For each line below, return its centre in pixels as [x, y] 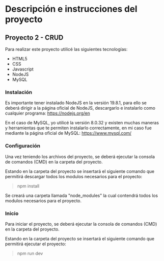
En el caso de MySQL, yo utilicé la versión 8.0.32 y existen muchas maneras [82, 123]
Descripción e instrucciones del [71, 9]
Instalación [19, 92]
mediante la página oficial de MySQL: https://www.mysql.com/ [68, 133]
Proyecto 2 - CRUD [34, 37]
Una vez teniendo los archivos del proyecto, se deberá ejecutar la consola [80, 156]
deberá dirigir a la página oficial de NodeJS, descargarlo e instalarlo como [80, 108]
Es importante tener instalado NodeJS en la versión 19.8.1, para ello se [76, 103]
